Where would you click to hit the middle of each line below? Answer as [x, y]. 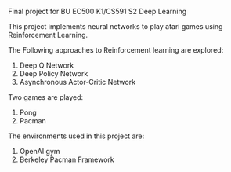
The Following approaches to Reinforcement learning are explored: [116, 50]
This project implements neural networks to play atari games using [115, 26]
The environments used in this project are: [76, 136]
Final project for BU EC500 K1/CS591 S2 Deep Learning [97, 11]
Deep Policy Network [54, 73]
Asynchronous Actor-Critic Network [77, 82]
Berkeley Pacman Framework [67, 159]
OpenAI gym [40, 151]
